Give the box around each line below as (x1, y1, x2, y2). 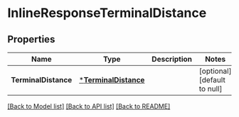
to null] (198, 84, 223, 94)
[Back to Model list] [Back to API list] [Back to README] (7, 102, 171, 111)
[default (198, 75, 225, 84)
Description (152, 55, 193, 64)
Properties (7, 33, 55, 45)
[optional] (198, 66, 232, 76)
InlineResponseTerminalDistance (7, 5, 207, 21)
